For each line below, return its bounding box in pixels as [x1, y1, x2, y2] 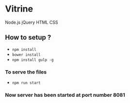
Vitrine [5, 3, 33, 15]
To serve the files [5, 69, 47, 75]
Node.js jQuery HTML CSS [5, 19, 58, 25]
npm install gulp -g [12, 57, 54, 62]
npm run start [12, 81, 41, 86]
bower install [12, 52, 41, 57]
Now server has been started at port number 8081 [5, 91, 125, 98]
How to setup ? [5, 33, 51, 42]
